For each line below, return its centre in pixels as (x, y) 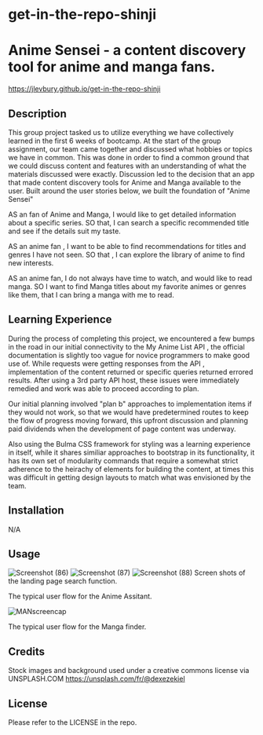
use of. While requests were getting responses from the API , (107, 364)
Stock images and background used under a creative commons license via (129, 671)
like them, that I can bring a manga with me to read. (91, 294)
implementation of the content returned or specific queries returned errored (131, 371)
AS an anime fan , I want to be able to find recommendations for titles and (127, 246)
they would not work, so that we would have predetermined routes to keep (128, 412)
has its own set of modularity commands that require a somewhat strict (123, 460)
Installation (36, 511)
